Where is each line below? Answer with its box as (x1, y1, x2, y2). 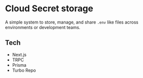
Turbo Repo (12, 67, 36, 73)
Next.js (12, 52, 27, 57)
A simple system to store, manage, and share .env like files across (5, 19, 139, 25)
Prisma (12, 62, 27, 68)
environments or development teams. (5, 24, 81, 30)
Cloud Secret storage (5, 3, 94, 14)
